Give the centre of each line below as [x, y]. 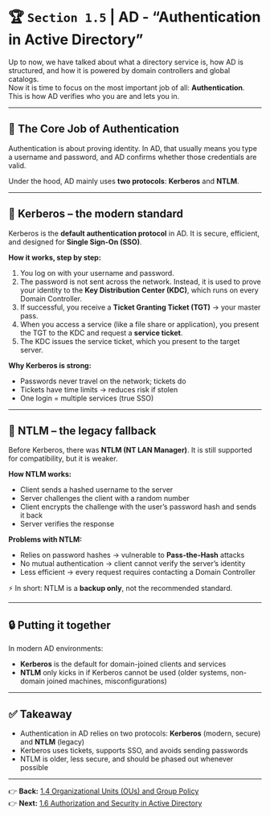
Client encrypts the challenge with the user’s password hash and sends [138, 507]
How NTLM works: [40, 474]
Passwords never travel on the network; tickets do [103, 381]
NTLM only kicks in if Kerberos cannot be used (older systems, [124, 673]
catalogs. [24, 79]
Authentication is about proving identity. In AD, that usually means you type [133, 148]
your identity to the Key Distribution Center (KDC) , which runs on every [139, 290]
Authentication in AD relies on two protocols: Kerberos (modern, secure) [140, 733]
